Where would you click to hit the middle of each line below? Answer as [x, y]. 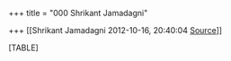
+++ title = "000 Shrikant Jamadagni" [78, 13]
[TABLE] [24, 48]
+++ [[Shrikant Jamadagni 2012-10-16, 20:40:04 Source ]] [115, 30]
